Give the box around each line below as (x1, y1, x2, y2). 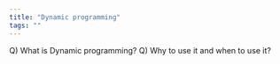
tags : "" (9, 21, 42, 30)
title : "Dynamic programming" (9, 12, 121, 22)
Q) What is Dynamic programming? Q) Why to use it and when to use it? (9, 45, 272, 55)
